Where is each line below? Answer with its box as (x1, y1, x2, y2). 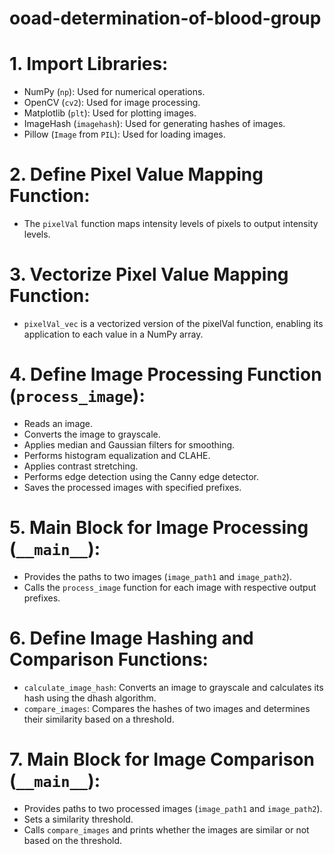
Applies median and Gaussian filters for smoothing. (23, 438, 236, 451)
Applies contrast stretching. (23, 460, 139, 472)
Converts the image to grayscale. (23, 428, 161, 440)
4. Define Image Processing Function (9, 363, 322, 386)
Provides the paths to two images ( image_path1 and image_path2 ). (23, 570, 292, 582)
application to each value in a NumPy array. (23, 328, 204, 340)
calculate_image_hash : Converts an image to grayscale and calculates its (23, 681, 324, 693)
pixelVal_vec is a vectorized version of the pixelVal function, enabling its (23, 318, 324, 329)
